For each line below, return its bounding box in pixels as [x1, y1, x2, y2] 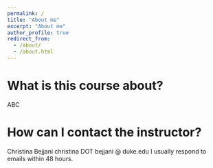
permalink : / [7, 10, 45, 17]
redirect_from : [7, 36, 51, 43]
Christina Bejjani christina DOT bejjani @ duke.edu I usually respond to [7, 147, 207, 155]
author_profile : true [7, 29, 69, 36]
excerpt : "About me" [7, 23, 67, 29]
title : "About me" [7, 16, 60, 23]
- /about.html [13, 49, 54, 56]
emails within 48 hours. [7, 154, 74, 163]
